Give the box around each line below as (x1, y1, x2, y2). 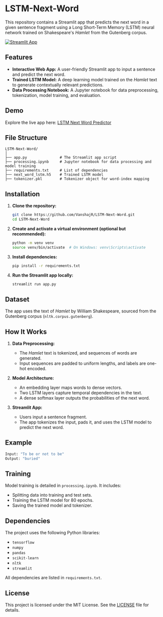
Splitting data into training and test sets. (12, 492, 92, 498)
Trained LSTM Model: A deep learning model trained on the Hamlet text (12, 76, 157, 82)
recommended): (12, 231, 46, 237)
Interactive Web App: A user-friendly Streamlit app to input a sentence (12, 66, 155, 72)
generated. (19, 356, 42, 361)
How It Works (5, 328, 47, 336)
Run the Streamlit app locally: (12, 272, 74, 278)
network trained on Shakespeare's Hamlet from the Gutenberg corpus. (5, 29, 147, 35)
